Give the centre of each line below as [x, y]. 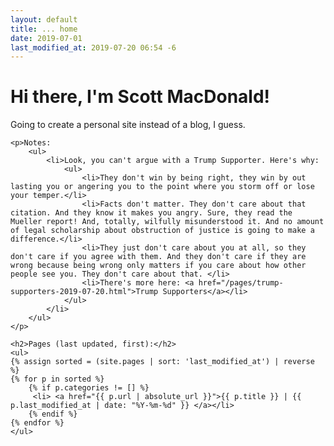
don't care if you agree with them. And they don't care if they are [158, 257]
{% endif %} [53, 414]
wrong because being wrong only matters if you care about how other [158, 266]
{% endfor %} [37, 423]
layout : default [44, 19]
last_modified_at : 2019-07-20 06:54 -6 [93, 47]
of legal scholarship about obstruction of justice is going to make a [162, 231]
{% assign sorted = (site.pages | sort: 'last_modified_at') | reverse [162, 362]
